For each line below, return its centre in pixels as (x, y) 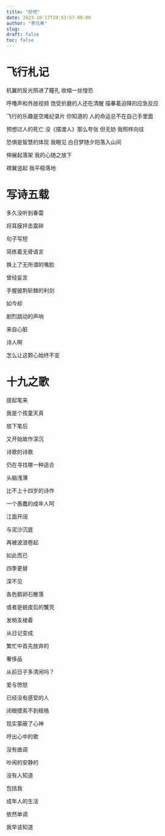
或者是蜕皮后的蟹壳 (30, 607)
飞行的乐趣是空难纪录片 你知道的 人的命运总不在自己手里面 (80, 116)
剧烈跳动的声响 (25, 316)
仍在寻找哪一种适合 (30, 465)
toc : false (20, 40)
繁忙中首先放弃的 (28, 645)
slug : (13, 29)
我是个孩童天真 (25, 413)
